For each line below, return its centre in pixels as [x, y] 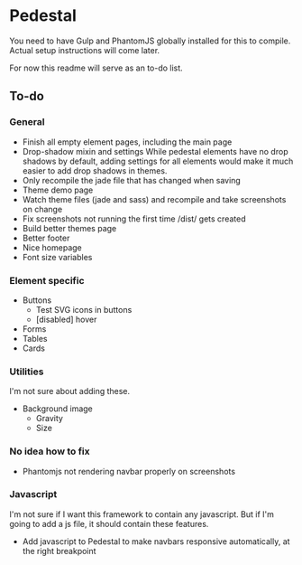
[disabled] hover [66, 319]
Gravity [49, 419]
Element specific [47, 280]
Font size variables [57, 257]
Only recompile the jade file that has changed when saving [131, 180]
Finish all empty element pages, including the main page [127, 142]
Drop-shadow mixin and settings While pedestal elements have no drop [155, 151]
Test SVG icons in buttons [84, 309]
